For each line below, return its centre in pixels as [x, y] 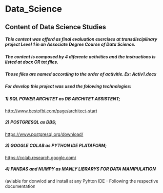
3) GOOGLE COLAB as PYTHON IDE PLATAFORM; [56, 145]
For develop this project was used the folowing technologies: [68, 87]
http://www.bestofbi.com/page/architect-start [51, 111]
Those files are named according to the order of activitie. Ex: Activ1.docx [81, 74]
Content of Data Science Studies [56, 27]
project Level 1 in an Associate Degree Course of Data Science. [70, 44]
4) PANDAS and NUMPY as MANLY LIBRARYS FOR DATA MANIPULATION [81, 169]
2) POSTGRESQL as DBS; [31, 122]
